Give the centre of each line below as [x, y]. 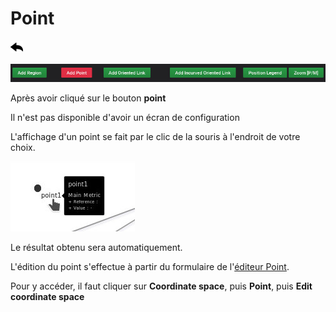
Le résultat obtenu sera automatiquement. [96, 248]
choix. [23, 148]
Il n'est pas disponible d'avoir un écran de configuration [125, 118]
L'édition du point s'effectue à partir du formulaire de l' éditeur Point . [150, 267]
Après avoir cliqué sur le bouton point [88, 98]
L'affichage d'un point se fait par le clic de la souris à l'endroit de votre [155, 137]
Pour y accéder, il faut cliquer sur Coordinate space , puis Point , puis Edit [161, 286]
